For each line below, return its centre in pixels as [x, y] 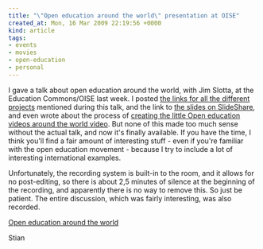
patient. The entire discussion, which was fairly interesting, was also [120, 198]
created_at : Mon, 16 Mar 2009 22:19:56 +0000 [85, 23]
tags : [17, 38]
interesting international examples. [65, 158]
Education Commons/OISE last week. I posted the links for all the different [129, 98]
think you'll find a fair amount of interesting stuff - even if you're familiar [126, 141]
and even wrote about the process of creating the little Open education [124, 115]
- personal [26, 68]
